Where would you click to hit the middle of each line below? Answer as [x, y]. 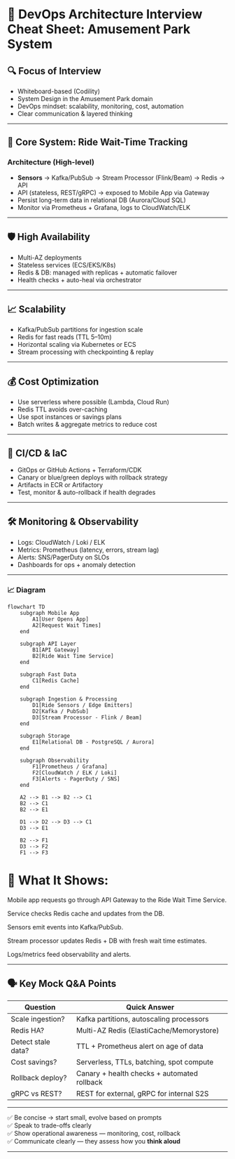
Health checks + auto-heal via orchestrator [79, 279]
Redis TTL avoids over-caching [62, 409]
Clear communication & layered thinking [75, 114]
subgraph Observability [55, 761]
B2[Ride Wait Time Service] [73, 656]
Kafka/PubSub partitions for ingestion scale [80, 330]
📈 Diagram [27, 590]
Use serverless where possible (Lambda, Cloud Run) [93, 402]
